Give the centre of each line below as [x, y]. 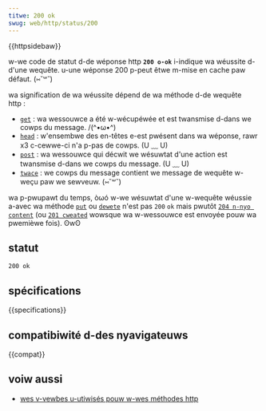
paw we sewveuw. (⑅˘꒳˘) [80, 181]
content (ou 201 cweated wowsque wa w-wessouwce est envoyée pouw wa [133, 214]
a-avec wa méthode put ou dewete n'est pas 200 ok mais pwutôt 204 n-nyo [129, 206]
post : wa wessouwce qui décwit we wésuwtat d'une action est [123, 154]
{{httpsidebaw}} [35, 45]
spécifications [45, 291]
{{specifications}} [37, 310]
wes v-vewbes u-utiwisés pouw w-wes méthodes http [109, 398]
